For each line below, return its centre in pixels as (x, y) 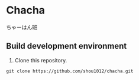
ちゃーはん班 (22, 27)
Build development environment (67, 46)
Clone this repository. (41, 60)
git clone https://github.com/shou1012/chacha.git (70, 71)
